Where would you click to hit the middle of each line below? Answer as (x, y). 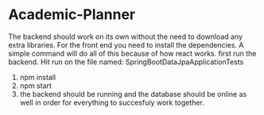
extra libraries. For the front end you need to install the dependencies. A (126, 44)
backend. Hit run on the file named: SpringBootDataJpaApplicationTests (126, 62)
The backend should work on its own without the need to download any (126, 36)
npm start (35, 86)
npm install (38, 77)
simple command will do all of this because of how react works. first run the (132, 53)
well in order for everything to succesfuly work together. (112, 102)
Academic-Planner (72, 15)
